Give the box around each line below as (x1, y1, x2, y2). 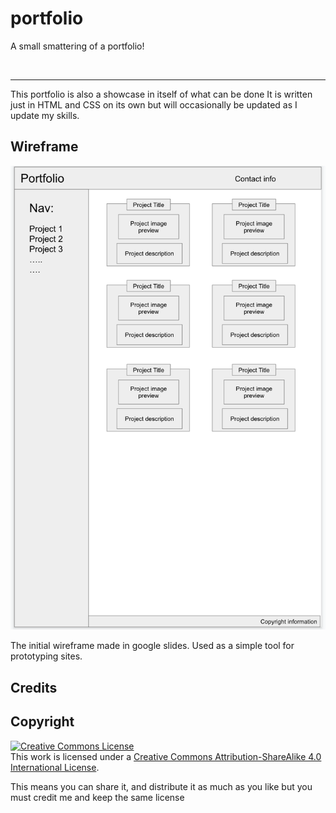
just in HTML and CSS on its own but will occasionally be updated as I (10, 98, 298, 111)
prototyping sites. (10, 650, 83, 662)
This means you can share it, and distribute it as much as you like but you (10, 780, 313, 792)
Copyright (10, 713, 75, 731)
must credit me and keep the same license (10, 791, 185, 803)
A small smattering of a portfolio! (10, 40, 145, 52)
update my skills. (10, 109, 80, 121)
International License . (10, 761, 100, 773)
